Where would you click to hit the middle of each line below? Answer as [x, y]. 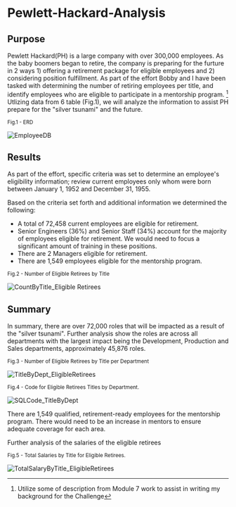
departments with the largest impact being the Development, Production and [118, 341]
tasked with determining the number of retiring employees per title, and [110, 85]
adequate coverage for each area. [57, 429]
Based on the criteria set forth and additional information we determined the [117, 203]
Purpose [26, 39]
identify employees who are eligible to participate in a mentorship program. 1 [118, 94]
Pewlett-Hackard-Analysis [87, 13]
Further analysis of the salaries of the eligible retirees [84, 443]
